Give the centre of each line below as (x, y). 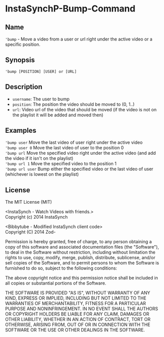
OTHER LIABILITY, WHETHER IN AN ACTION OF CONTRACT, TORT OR (78, 320)
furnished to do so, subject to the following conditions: (61, 268)
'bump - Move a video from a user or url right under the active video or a (79, 39)
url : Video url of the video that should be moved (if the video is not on (84, 109)
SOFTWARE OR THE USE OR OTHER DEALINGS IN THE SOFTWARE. (75, 330)
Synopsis (20, 60)
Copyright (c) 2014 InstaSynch (37, 217)
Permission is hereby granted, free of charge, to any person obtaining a (79, 242)
